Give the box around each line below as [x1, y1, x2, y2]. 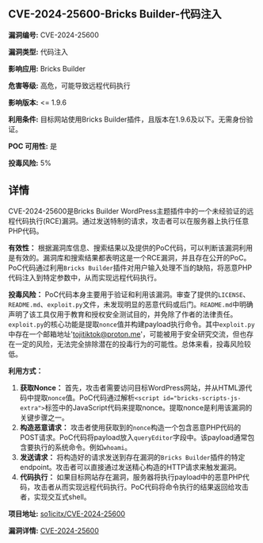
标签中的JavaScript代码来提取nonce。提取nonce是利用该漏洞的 [44, 402, 253, 412]
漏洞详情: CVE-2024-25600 [8, 526, 99, 535]
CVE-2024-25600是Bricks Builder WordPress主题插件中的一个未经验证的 [8, 206, 247, 216]
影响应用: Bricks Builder [8, 64, 86, 73]
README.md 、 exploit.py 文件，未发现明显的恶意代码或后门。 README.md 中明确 [8, 299, 253, 309]
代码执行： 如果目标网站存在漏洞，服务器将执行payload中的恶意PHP [19, 472, 243, 482]
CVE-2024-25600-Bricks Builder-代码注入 [8, 7, 222, 21]
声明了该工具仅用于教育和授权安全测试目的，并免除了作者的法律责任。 [8, 309, 238, 319]
